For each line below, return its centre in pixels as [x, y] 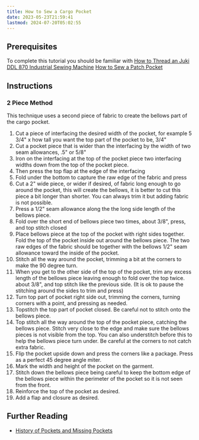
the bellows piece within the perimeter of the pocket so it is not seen [99, 378]
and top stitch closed [41, 227]
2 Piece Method [30, 102]
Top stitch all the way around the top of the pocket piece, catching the [101, 322]
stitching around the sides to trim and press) [69, 290]
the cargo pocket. [28, 121]
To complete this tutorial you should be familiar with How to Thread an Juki [98, 61]
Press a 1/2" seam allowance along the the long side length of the [95, 208]
